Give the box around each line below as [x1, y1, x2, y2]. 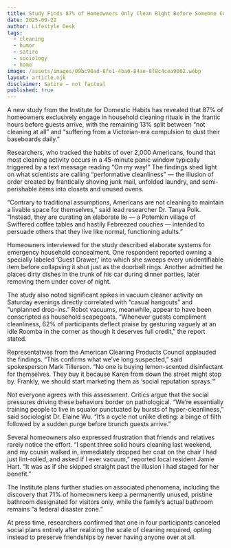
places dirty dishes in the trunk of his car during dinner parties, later [7, 270, 200, 279]
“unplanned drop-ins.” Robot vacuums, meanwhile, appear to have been [7, 306, 212, 314]
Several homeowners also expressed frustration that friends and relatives [7, 433, 215, 441]
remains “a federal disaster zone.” [7, 505, 103, 514]
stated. [7, 335, 27, 343]
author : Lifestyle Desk [7, 23, 76, 30]
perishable [7, 185, 38, 193]
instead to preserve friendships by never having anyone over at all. [7, 533, 197, 541]
